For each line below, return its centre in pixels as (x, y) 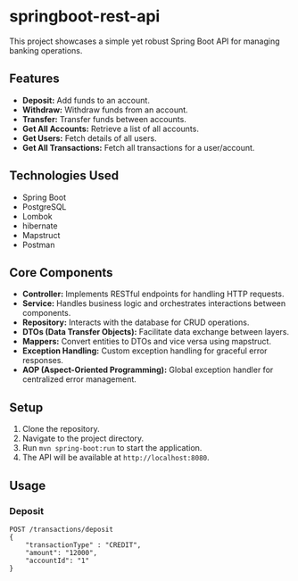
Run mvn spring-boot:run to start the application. (112, 448)
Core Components (61, 273)
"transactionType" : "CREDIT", (83, 545)
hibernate (40, 226)
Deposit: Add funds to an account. (86, 100)
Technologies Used (64, 176)
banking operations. (46, 50)
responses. (43, 361)
